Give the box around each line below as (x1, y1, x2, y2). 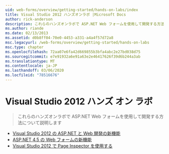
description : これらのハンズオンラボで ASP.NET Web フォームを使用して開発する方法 (5, 21, 165, 27)
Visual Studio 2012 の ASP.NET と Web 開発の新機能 (12, 130, 121, 136)
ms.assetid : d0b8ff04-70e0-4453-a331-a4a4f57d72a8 (5, 36, 114, 41)
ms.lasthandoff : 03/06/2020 (5, 68, 64, 73)
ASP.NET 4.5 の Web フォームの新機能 (12, 136, 92, 142)
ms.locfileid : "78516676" (5, 73, 59, 78)
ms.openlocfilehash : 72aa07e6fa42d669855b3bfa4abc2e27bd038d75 (5, 49, 141, 54)
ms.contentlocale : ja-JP (5, 63, 57, 68)
